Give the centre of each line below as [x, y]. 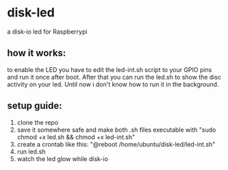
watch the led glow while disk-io [62, 158]
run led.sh [31, 151]
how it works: [37, 53]
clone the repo [38, 122]
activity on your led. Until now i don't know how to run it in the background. [113, 84]
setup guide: [35, 106]
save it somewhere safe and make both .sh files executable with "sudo [116, 130]
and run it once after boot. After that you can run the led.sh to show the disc [114, 77]
